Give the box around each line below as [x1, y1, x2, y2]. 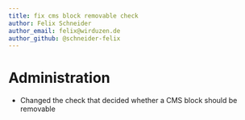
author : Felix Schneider [8, 19, 92, 27]
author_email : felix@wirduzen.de [8, 27, 121, 35]
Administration [8, 69, 110, 87]
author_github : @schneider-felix [8, 34, 121, 43]
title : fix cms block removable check [8, 11, 139, 20]
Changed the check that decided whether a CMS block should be [19, 96, 238, 106]
